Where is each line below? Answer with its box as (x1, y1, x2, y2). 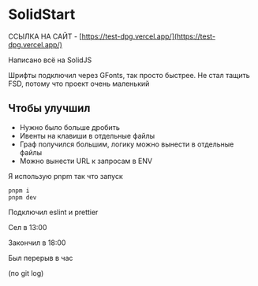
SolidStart (8, 6, 76, 24)
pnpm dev (8, 193, 37, 202)
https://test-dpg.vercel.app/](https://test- (81, 32, 215, 41)
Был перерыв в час (8, 253, 73, 262)
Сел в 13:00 (8, 222, 47, 232)
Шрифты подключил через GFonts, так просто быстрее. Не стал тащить (8, 70, 250, 80)
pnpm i (8, 187, 30, 195)
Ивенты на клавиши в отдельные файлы (19, 131, 155, 140)
